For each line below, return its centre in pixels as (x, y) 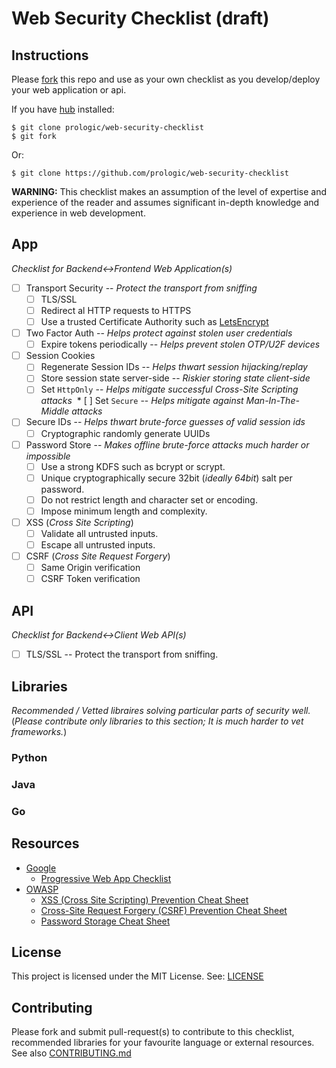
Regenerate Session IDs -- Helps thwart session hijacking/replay (174, 367)
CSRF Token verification (90, 579)
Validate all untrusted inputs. (99, 533)
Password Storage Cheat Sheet (105, 921)
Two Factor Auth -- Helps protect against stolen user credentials (159, 333)
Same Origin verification (90, 568)
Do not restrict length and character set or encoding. (149, 499)
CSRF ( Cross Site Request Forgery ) (98, 556)
